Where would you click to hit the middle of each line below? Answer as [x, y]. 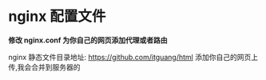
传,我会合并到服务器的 [45, 67]
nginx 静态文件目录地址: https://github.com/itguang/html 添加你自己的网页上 [133, 57]
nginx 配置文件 [57, 16]
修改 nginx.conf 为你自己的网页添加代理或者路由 [88, 40]
